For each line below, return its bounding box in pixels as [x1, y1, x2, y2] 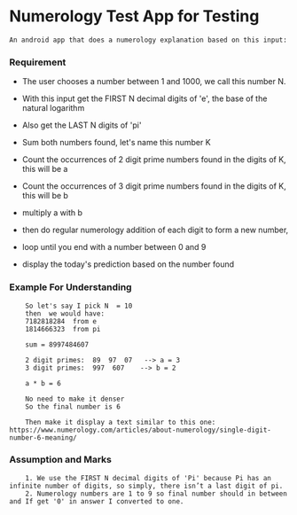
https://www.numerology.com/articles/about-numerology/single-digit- [9, 425, 272, 434]
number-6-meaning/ [9, 433, 77, 442]
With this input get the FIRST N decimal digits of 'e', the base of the [21, 93, 268, 104]
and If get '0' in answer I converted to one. [9, 496, 184, 506]
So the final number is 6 [25, 402, 121, 411]
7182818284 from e [25, 316, 98, 325]
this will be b [21, 191, 69, 201]
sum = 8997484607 [25, 339, 90, 349]
